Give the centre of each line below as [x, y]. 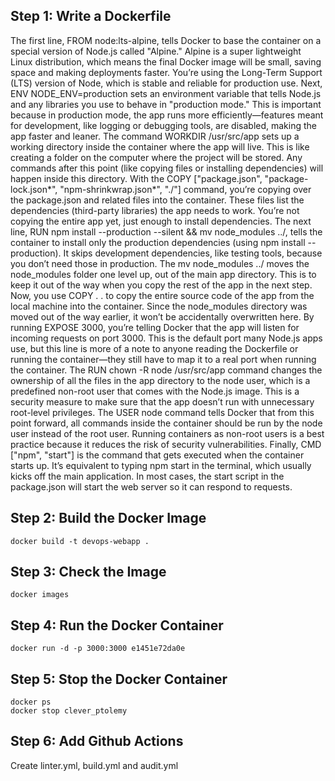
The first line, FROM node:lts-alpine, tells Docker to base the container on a [166, 40]
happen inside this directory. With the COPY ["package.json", [136, 178]
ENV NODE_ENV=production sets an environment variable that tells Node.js [166, 93]
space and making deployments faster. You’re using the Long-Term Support [166, 72]
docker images [40, 595]
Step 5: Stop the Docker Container [119, 679]
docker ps [31, 702]
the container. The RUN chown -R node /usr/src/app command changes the [166, 370]
